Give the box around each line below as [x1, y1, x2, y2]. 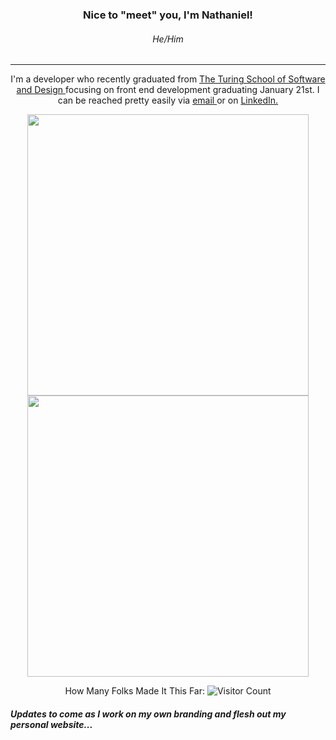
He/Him [152, 33, 184, 45]
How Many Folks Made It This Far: [64, 685, 206, 697]
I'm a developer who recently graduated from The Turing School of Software [10, 73, 326, 85]
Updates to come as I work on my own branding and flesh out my [10, 708, 287, 720]
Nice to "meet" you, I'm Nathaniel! [83, 8, 253, 22]
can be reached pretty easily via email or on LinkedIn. [57, 94, 279, 107]
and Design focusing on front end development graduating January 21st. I [16, 84, 320, 96]
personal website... [10, 718, 93, 730]
